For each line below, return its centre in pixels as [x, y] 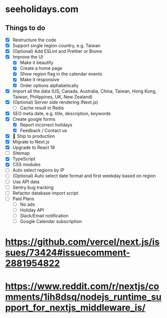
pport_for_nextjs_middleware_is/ [75, 308]
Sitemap [21, 153]
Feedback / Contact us [43, 130]
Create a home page [41, 68]
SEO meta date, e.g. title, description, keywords [62, 113]
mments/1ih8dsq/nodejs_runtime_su [83, 297]
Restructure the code [34, 40]
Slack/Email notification [44, 215]
